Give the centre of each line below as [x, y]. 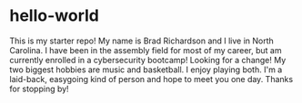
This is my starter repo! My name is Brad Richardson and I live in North [142, 41]
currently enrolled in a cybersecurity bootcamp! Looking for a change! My [148, 60]
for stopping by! [40, 89]
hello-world [55, 16]
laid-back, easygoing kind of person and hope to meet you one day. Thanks [151, 79]
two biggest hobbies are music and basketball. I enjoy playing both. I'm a [146, 70]
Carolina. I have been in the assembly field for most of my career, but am [146, 50]
